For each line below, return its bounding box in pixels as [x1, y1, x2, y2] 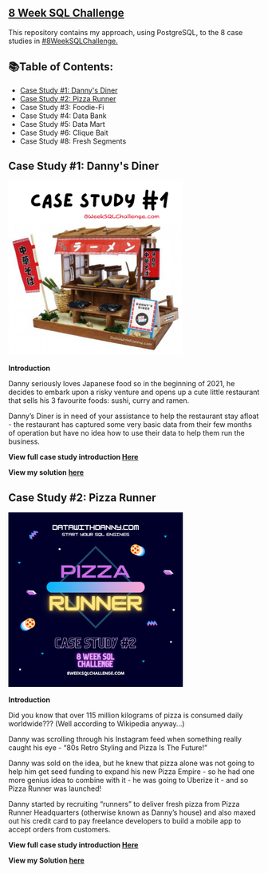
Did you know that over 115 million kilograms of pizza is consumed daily [8, 710, 243, 721]
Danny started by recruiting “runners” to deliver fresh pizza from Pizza [8, 800, 240, 809]
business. [8, 436, 40, 446]
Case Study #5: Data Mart [19, 119, 105, 128]
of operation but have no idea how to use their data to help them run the [8, 429, 245, 438]
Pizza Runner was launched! [8, 784, 102, 793]
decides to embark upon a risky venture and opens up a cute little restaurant [8, 387, 260, 397]
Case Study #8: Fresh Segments [19, 136, 127, 146]
